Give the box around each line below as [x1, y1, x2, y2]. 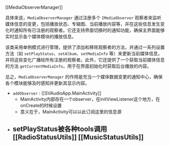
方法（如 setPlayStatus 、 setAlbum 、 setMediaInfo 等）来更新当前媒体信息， [5, 50, 163, 56]
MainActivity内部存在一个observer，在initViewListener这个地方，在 [20, 96, 160, 102]
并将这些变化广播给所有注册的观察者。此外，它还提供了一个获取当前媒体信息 [5, 57, 165, 62]
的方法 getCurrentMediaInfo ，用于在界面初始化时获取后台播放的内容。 [5, 63, 152, 69]
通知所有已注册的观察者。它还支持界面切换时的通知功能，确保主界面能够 [14, 27, 165, 33]
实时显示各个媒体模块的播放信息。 [5, 34, 76, 39]
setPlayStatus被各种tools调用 [12, 125, 107, 133]
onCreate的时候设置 [20, 103, 62, 108]
